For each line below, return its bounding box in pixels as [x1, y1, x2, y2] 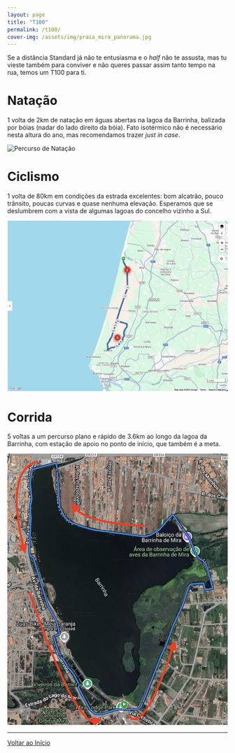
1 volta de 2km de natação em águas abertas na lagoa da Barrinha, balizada [7, 116, 226, 124]
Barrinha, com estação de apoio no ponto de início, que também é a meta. [7, 440, 221, 448]
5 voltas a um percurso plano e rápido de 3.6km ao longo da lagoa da [7, 432, 208, 440]
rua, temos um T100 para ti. [7, 69, 87, 77]
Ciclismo [7, 168, 59, 185]
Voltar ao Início [7, 738, 51, 747]
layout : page [7, 11, 45, 18]
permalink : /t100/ [7, 26, 61, 33]
